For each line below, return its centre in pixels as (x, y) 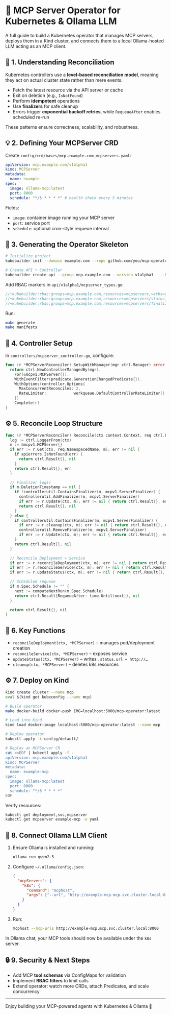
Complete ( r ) (27, 403)
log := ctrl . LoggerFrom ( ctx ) (41, 440)
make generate (20, 323)
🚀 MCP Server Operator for (63, 10)
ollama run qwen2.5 (33, 857)
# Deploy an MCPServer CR (33, 748)
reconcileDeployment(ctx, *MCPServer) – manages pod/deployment (84, 643)
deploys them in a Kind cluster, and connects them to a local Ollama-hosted (85, 41)
